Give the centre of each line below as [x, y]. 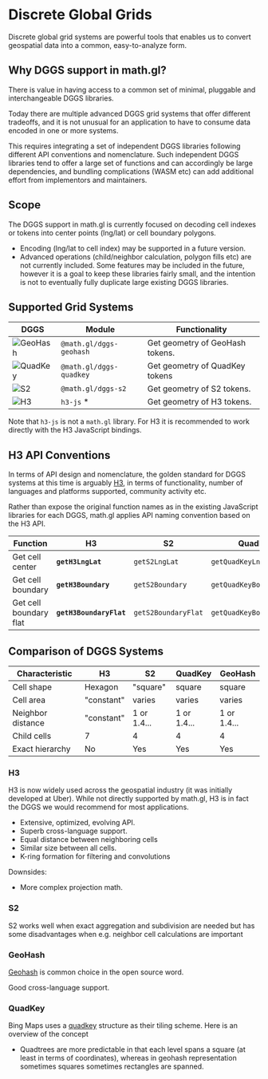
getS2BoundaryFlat [168, 613]
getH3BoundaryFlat [91, 613]
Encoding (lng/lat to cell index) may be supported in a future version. [132, 248]
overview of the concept [49, 1034]
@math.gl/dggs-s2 [94, 389]
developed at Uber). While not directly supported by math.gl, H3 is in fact [128, 799]
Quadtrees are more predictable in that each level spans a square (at [132, 1049]
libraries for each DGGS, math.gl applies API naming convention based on [129, 516]
